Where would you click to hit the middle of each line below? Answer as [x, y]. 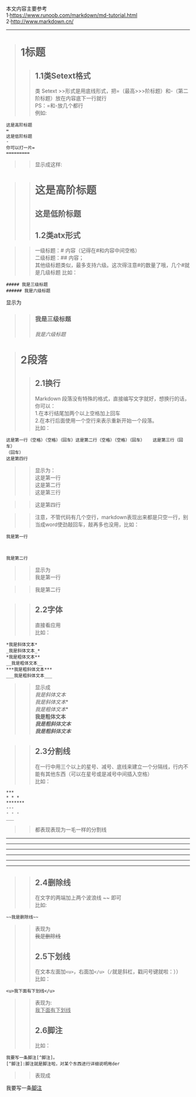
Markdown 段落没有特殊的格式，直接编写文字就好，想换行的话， [112, 398]
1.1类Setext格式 [63, 76]
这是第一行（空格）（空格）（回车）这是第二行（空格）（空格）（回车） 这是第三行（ [92, 440]
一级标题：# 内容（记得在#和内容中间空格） [87, 251]
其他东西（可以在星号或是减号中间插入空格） [99, 774]
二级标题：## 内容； [60, 258]
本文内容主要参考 [27, 8]
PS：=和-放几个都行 [59, 105]
